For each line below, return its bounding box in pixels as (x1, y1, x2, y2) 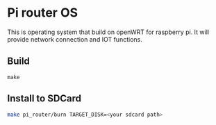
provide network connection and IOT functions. (7, 35, 142, 43)
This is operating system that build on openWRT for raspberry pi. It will (7, 28, 210, 36)
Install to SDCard (7, 92, 82, 105)
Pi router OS (7, 5, 78, 21)
